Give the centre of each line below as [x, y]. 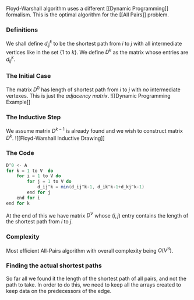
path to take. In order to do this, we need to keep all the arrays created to [94, 285]
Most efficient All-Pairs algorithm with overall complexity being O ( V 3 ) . [90, 250]
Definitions [22, 30]
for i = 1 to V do [39, 176]
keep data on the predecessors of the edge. [59, 291]
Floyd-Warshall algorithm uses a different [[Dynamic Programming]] [87, 8]
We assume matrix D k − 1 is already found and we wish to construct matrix [95, 130]
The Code [20, 153]
